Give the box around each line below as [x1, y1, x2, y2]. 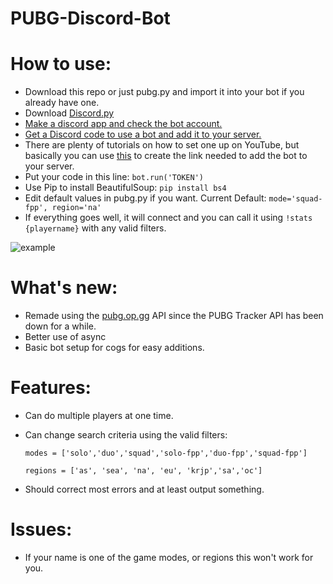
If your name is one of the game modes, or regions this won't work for [24, 551, 314, 563]
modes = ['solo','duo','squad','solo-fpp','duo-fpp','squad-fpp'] [24, 448, 308, 458]
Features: [10, 377, 92, 399]
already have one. [24, 97, 100, 109]
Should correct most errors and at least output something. [24, 483, 265, 495]
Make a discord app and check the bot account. [24, 118, 223, 130]
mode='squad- [268, 194, 323, 204]
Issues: [10, 518, 73, 541]
